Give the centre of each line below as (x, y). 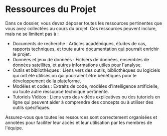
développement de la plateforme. (47, 81)
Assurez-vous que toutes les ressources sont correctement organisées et (81, 117)
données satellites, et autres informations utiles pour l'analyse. (77, 65)
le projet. (22, 54)
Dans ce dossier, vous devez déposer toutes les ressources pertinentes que (84, 23)
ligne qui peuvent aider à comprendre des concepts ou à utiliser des (83, 102)
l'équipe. (14, 128)
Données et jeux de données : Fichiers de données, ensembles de (81, 59)
